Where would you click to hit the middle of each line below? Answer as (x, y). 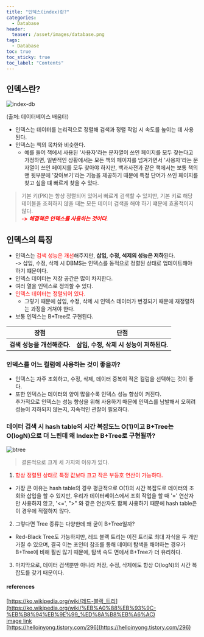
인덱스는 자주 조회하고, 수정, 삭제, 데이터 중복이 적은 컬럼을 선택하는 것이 (101, 379)
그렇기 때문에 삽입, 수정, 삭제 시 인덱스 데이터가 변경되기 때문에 (99, 301)
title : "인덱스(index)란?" (38, 12)
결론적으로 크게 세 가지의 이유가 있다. (65, 462)
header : (16, 29)
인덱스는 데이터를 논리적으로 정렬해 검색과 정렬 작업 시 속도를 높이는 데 (99, 130)
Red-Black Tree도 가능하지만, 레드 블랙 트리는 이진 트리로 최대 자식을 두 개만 (107, 537)
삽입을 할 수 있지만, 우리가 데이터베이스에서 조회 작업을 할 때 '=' (102, 495)
